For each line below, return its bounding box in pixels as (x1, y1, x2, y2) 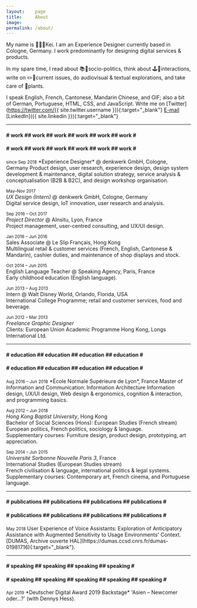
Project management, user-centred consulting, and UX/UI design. (6, 223, 165, 230)
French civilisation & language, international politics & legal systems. (6, 466, 171, 473)
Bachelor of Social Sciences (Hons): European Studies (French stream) (6, 419, 178, 426)
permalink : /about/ (6, 25, 54, 31)
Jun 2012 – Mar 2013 (6, 315, 48, 321)
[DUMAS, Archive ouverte (6, 537, 69, 544)
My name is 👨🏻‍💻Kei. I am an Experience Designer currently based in (6, 41, 171, 48)
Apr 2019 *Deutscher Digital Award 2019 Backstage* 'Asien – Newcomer (6, 589, 178, 596)
